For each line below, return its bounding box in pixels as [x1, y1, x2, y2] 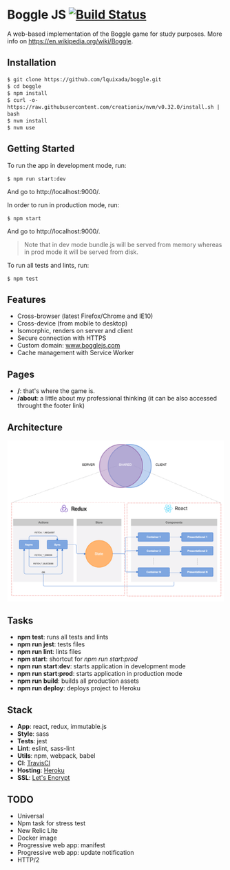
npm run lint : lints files [17, 648, 81, 656]
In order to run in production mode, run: [7, 200, 120, 209]
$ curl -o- [7, 96, 39, 103]
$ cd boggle [7, 83, 41, 89]
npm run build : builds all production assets [17, 677, 139, 685]
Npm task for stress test [17, 819, 86, 827]
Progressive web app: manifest [17, 840, 105, 849]
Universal [17, 811, 45, 820]
